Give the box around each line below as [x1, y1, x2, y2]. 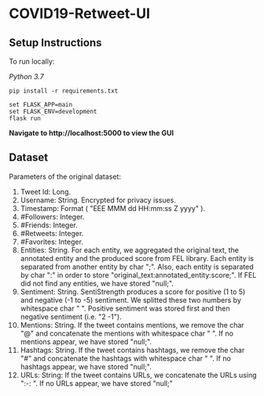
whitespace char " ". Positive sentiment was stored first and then [20, 303, 230, 313]
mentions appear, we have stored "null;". [20, 336, 152, 346]
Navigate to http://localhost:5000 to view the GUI [9, 129, 174, 137]
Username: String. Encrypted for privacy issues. [20, 195, 176, 205]
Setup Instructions [9, 36, 102, 49]
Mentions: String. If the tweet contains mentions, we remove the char [20, 320, 244, 329]
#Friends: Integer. [20, 220, 78, 230]
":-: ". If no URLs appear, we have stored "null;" [20, 378, 174, 388]
